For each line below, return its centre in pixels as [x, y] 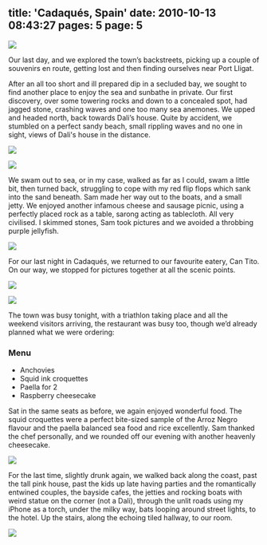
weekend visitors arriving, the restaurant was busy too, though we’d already [133, 323]
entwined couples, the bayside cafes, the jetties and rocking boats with [126, 492]
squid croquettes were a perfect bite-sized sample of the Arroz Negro [123, 420]
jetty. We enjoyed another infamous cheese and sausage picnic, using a [126, 205]
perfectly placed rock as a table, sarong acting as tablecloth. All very [121, 214]
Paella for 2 [39, 387]
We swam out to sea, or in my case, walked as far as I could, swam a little [129, 180]
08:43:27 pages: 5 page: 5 [76, 26]
